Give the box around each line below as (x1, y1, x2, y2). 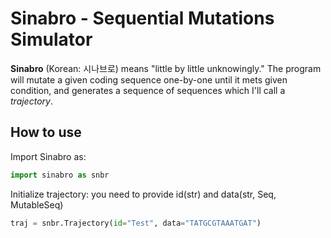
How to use (10, 124, 82, 141)
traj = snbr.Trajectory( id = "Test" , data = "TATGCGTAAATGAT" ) (10, 218, 262, 228)
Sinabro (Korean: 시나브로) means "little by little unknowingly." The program (10, 62, 322, 74)
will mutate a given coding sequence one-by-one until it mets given (10, 73, 288, 86)
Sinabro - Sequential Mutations (10, 7, 275, 30)
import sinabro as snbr (10, 170, 110, 180)
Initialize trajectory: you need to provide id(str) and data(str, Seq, (10, 188, 277, 200)
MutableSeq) (10, 198, 64, 211)
